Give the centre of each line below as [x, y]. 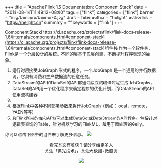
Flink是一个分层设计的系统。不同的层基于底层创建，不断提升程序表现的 [75, 54]
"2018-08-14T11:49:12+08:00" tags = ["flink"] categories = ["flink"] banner [80, 12]
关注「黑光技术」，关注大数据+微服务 [81, 151]
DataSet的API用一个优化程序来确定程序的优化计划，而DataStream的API [83, 89]
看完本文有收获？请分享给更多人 [81, 145]
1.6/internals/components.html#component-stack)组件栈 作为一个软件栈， [79, 48]
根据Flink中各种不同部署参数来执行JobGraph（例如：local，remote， [81, 106]
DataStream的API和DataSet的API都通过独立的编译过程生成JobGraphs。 [83, 83]
